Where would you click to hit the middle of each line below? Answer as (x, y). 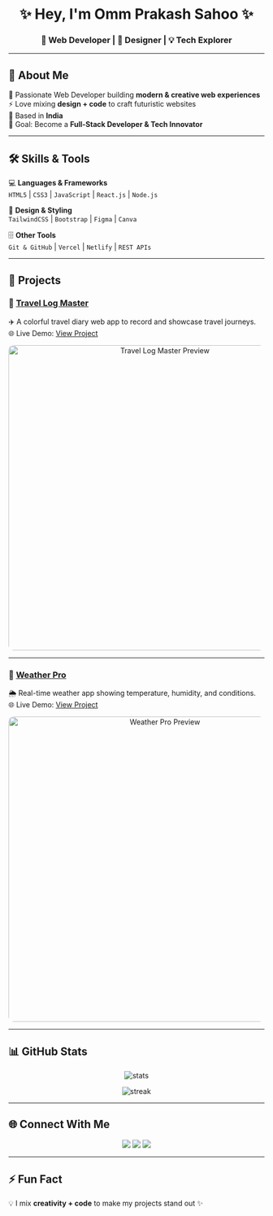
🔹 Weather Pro (37, 675)
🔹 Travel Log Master (49, 304)
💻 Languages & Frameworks (58, 183)
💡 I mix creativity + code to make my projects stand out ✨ (106, 1203)
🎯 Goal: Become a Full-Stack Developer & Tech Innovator (106, 125)
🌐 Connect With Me (59, 1124)
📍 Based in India (36, 116)
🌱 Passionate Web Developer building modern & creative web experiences (134, 95)
